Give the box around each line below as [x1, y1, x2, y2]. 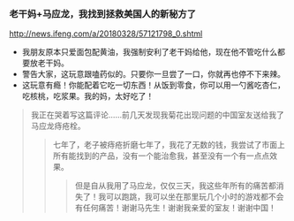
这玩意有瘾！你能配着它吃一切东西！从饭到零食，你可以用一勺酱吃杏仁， [21, 80, 285, 90]
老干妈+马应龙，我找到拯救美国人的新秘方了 [9, 7, 197, 19]
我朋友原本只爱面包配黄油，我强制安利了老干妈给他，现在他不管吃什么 [21, 47, 278, 57]
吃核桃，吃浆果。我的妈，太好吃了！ [21, 91, 155, 102]
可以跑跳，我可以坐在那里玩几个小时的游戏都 [105, 192, 269, 202]
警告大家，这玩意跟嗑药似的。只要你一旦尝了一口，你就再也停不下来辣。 [21, 69, 285, 80]
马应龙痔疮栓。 [30, 121, 86, 132]
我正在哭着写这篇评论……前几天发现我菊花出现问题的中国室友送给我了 [30, 110, 284, 120]
